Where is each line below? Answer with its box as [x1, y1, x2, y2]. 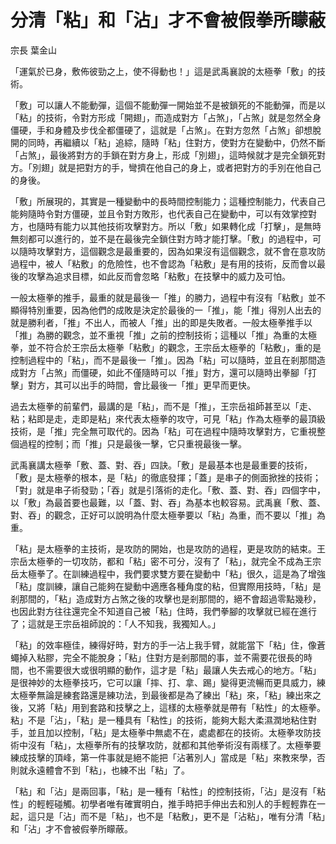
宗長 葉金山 [10, 44, 57, 56]
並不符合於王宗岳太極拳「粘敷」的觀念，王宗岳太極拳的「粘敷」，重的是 [27, 341, 322, 353]
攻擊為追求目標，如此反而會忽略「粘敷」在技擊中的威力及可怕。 [27, 270, 291, 282]
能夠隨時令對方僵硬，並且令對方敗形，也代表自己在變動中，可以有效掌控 [10, 207, 308, 220]
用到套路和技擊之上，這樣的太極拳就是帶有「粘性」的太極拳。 [71, 701, 326, 713]
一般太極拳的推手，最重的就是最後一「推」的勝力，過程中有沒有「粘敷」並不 [10, 291, 326, 303]
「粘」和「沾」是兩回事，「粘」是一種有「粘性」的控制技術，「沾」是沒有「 [10, 785, 317, 797]
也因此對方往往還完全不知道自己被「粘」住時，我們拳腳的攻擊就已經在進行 [10, 605, 317, 617]
